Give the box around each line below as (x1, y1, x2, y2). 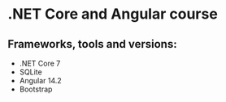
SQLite (19, 67, 42, 77)
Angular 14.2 (19, 76, 62, 85)
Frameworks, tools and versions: (7, 37, 177, 51)
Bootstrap (19, 84, 53, 94)
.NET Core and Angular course (7, 5, 219, 23)
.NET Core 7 (19, 58, 61, 68)
